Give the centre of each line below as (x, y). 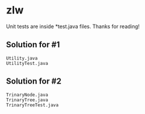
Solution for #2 (34, 82)
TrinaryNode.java (27, 95)
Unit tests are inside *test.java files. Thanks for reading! (73, 26)
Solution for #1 (33, 45)
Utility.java (22, 58)
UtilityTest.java (27, 63)
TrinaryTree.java (27, 100)
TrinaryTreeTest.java (32, 105)
